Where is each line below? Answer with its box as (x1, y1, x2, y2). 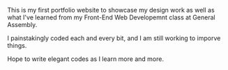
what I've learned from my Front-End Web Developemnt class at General (7, 13, 215, 21)
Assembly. (7, 21, 38, 28)
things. (7, 42, 27, 49)
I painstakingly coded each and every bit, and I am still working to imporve (7, 34, 221, 42)
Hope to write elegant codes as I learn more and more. (7, 55, 164, 63)
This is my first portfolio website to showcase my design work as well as (7, 6, 215, 14)
